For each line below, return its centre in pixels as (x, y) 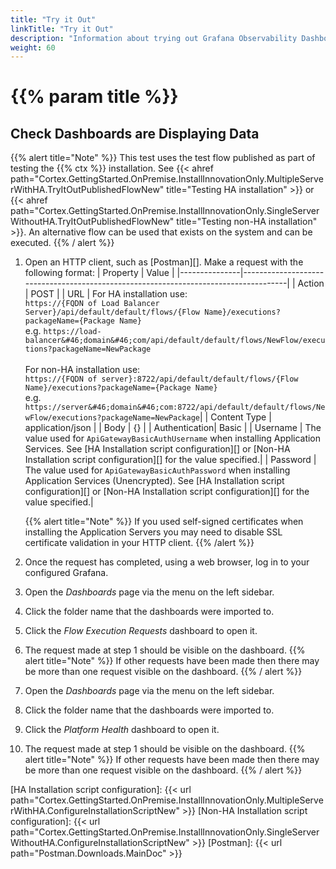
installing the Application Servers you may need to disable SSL (153, 532)
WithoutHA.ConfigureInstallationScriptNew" (100, 843)
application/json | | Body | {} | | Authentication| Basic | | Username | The (173, 428)
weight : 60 (33, 47)
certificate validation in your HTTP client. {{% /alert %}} (139, 543)
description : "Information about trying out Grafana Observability (154, 38)
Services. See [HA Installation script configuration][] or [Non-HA (157, 449)
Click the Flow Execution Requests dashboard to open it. (141, 631)
